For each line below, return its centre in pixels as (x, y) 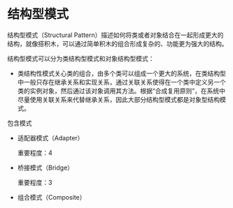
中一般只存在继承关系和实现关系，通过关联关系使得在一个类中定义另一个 (121, 82)
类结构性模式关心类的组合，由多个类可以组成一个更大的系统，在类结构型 (121, 73)
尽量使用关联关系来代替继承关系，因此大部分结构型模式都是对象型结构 (119, 99)
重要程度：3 (35, 182)
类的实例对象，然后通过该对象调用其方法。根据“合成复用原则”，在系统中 (121, 91)
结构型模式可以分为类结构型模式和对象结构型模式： (81, 58)
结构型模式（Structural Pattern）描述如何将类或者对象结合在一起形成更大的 (115, 35)
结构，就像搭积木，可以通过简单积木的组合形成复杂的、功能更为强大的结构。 (118, 43)
